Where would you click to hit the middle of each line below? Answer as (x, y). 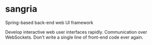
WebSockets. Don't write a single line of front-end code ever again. (74, 37)
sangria (21, 9)
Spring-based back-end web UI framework (49, 22)
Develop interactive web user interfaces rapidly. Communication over (76, 32)
